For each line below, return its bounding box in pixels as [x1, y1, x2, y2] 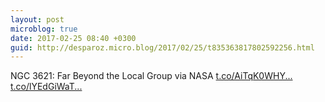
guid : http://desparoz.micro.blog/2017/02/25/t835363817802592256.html [10, 42, 315, 53]
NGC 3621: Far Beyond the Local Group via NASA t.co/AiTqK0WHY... [10, 70, 293, 82]
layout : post [10, 14, 65, 25]
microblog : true [10, 24, 78, 34]
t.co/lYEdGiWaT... [10, 81, 83, 93]
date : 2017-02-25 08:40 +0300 [10, 33, 137, 43]
